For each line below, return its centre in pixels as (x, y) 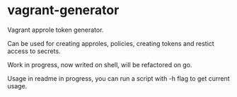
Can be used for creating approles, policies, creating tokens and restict (111, 43)
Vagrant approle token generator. (56, 30)
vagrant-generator (63, 10)
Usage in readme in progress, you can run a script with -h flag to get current (118, 78)
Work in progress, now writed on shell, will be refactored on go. (100, 64)
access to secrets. (34, 51)
